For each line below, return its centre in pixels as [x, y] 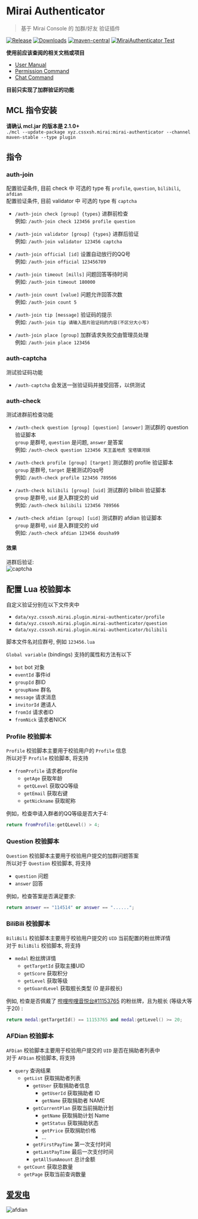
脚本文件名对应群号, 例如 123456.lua [51, 642]
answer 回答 [29, 883]
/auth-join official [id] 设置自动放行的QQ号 [72, 254]
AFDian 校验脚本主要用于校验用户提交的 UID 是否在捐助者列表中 [83, 1050]
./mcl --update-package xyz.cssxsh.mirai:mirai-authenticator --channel [98, 132]
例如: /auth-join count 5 [46, 302]
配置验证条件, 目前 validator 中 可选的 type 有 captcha [72, 201]
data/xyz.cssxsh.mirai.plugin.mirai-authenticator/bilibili [91, 630]
